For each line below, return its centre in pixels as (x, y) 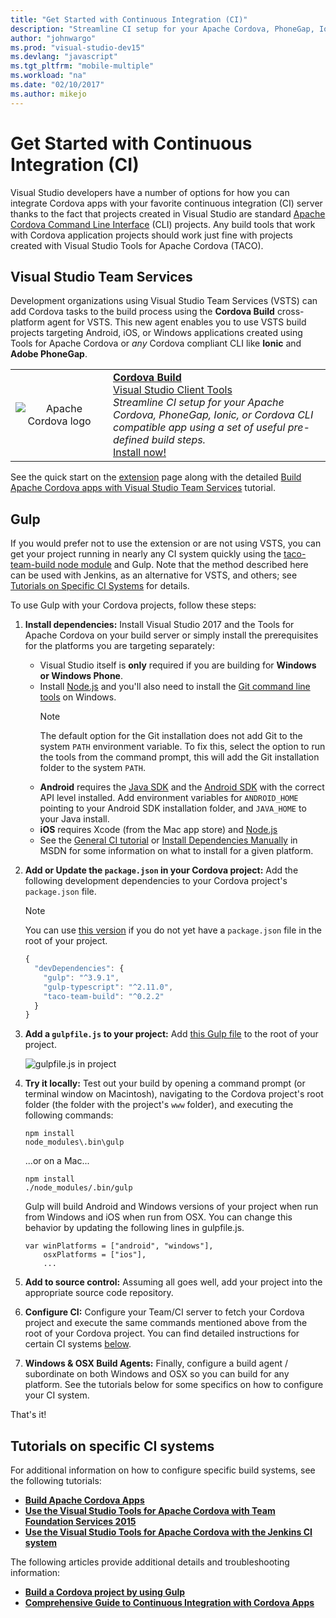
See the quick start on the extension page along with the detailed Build (156, 477)
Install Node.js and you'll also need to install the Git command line (175, 687)
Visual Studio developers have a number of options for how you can (150, 192)
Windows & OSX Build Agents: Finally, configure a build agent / (156, 1363)
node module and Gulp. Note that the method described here (183, 565)
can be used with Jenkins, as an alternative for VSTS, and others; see (154, 575)
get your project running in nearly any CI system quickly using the (146, 554)
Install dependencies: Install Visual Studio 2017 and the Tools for (159, 625)
